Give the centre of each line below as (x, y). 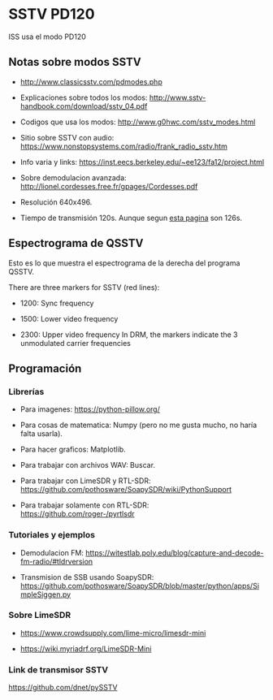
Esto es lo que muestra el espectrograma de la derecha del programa (124, 263)
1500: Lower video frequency (69, 318)
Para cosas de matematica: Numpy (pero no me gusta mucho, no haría (139, 425)
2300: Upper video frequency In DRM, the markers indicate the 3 (129, 335)
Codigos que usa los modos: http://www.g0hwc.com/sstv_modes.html (138, 122)
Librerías (26, 391)
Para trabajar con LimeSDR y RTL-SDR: (85, 481)
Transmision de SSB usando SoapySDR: (87, 577)
